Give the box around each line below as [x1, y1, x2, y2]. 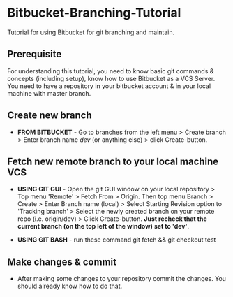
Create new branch [7, 110, 92, 122]
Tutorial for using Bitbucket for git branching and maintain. [7, 28, 175, 36]
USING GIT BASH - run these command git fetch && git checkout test [17, 236, 216, 244]
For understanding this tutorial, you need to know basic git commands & [7, 66, 214, 75]
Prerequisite [7, 48, 62, 60]
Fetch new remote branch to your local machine [7, 155, 219, 167]
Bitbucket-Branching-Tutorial [7, 5, 181, 21]
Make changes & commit [7, 256, 117, 268]
